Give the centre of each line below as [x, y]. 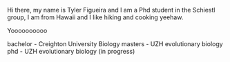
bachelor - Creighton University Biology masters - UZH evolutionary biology [115, 44]
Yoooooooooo [27, 31]
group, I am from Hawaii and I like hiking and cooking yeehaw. [95, 17]
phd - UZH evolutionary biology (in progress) [71, 51]
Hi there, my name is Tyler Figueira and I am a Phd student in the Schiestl [111, 10]
